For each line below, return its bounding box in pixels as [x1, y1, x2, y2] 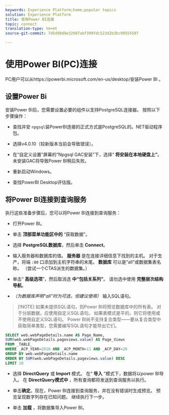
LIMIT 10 [5, 361, 24, 366]
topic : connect [5, 21, 37, 27]
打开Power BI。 [12, 220, 45, 226]
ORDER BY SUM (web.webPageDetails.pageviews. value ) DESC [5, 356, 125, 361]
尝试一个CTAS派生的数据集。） [27, 265, 90, 271]
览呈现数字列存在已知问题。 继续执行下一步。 [12, 394, 107, 400]
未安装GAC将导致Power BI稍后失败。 [12, 157, 89, 164]
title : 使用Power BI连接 [5, 17, 54, 22]
